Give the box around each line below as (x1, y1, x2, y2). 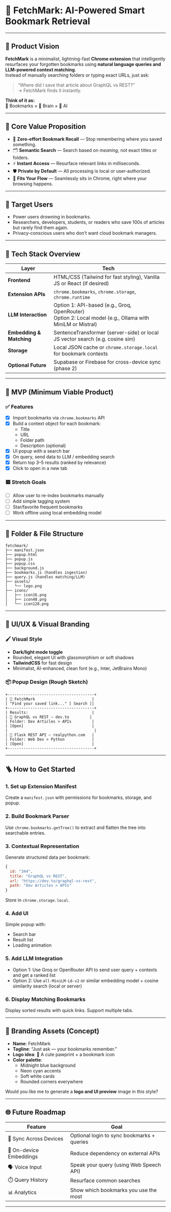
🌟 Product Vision (5, 42, 60, 51)
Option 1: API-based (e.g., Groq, (53, 302, 132, 309)
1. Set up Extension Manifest (5, 782, 77, 790)
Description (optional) (20, 442, 66, 448)
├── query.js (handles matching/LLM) (5, 574, 85, 579)
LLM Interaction (8, 311, 47, 319)
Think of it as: (5, 97, 35, 103)
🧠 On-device (8, 1147, 39, 1154)
